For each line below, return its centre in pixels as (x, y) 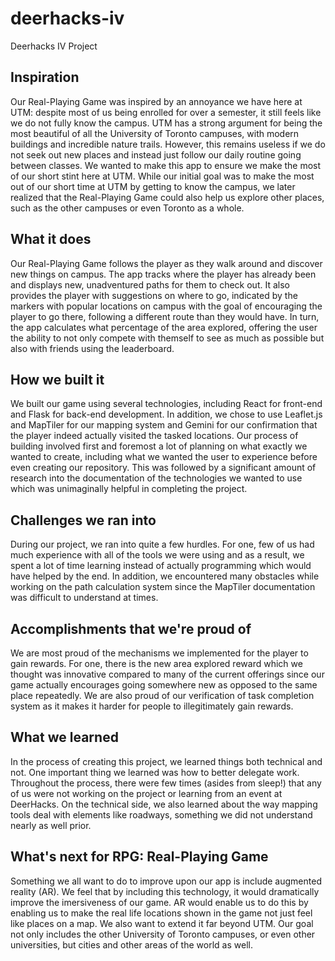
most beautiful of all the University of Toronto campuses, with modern (155, 133)
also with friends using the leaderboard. (92, 348)
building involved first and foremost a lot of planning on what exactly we (159, 446)
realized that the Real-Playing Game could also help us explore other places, (167, 197)
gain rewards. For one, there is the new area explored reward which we (156, 663)
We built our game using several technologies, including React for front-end (166, 404)
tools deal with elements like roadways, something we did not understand (161, 814)
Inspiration (45, 77)
